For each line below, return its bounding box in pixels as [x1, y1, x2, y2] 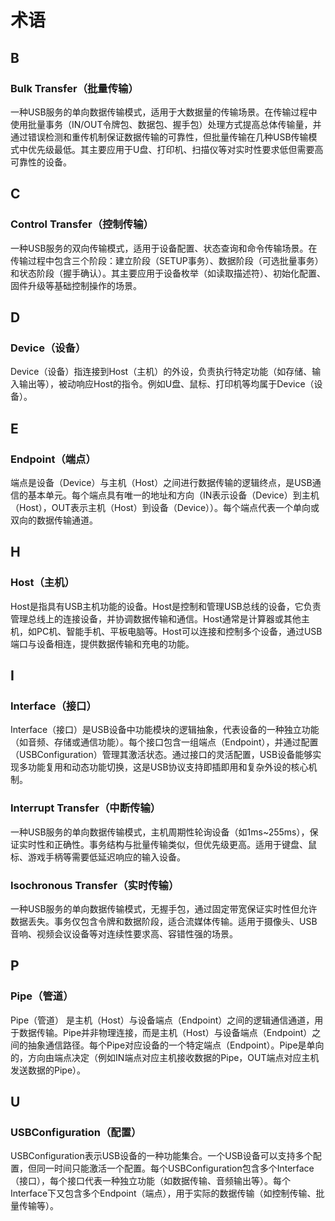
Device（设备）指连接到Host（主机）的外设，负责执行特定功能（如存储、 [10, 366, 313, 378]
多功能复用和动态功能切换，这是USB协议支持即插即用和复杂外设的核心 [18, 761, 309, 773]
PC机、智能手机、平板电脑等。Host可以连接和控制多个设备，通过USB [36, 625, 323, 637]
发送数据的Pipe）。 [10, 1064, 87, 1076]
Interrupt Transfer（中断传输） [10, 801, 162, 815]
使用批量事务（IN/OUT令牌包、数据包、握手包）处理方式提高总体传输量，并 [10, 118, 322, 130]
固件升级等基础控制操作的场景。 [10, 279, 142, 291]
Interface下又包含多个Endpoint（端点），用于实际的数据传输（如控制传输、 [10, 1187, 317, 1200]
